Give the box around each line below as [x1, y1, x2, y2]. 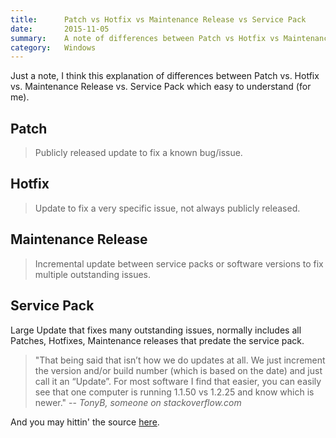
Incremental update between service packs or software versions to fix [34, 257, 324, 270]
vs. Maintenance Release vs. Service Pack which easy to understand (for [10, 81, 312, 93]
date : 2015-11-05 [10, 24, 110, 34]
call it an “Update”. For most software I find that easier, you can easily [34, 375, 322, 387]
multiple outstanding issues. [34, 268, 152, 280]
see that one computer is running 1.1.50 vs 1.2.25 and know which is [34, 386, 315, 398]
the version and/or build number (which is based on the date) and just [34, 364, 323, 376]
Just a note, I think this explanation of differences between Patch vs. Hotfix [10, 70, 320, 82]
